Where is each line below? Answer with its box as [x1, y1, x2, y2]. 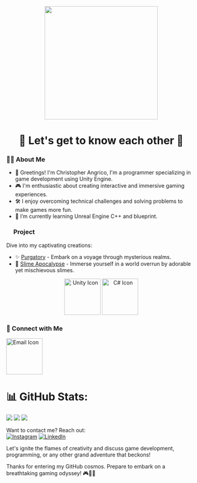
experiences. [14, 191, 48, 198]
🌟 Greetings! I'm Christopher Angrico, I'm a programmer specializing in [14, 169, 191, 176]
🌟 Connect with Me [6, 324, 63, 333]
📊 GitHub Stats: [6, 390, 89, 404]
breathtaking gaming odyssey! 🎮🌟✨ [6, 470, 96, 477]
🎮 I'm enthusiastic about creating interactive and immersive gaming [14, 182, 185, 190]
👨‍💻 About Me [6, 155, 45, 164]
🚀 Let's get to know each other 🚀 [19, 134, 184, 147]
